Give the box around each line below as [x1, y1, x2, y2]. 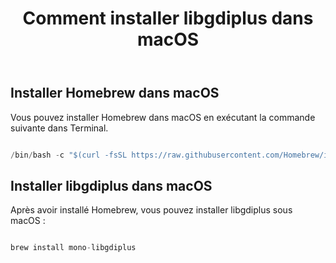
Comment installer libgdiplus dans [22, 7, 314, 30]
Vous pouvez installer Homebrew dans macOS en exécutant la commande [10, 111, 316, 123]
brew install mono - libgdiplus [10, 243, 137, 253]
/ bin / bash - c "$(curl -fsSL [10, 150, 128, 160]
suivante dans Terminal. [10, 122, 109, 134]
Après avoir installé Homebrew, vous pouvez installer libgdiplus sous [10, 204, 293, 216]
